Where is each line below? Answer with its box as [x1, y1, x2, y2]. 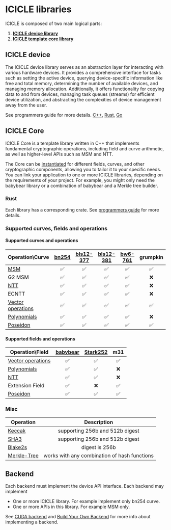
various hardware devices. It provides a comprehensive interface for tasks [5, 69, 161, 75]
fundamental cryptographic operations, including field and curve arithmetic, [5, 145, 164, 151]
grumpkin [139, 253, 164, 260]
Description [84, 419, 113, 426]
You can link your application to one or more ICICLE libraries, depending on [5, 172, 163, 178]
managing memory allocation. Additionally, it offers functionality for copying [5, 86, 164, 92]
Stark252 [84, 349, 108, 356]
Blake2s [8, 444, 27, 451]
